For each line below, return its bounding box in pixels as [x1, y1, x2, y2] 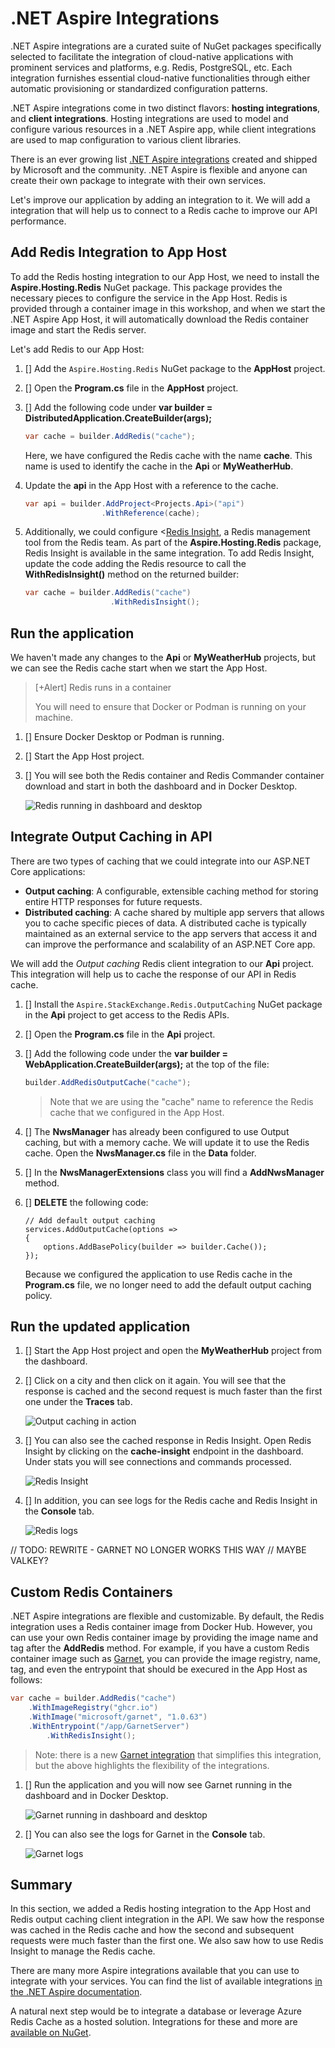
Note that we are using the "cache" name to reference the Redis [49, 1095, 314, 1107]
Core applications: [10, 865, 86, 877]
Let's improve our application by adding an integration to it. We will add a [10, 193, 311, 206]
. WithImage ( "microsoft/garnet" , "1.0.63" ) [28, 1712, 208, 1722]
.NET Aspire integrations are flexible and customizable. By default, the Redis [10, 1610, 325, 1622]
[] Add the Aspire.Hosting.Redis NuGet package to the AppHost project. [24, 362, 326, 374]
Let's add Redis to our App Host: [10, 343, 145, 355]
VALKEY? [10, 1555, 49, 1567]
